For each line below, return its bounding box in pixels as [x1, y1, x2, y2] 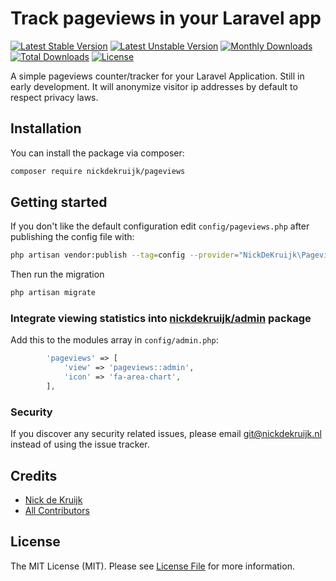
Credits [10, 467, 58, 484]
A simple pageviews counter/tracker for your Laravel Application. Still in [10, 70, 305, 82]
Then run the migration [10, 268, 105, 281]
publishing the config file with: [10, 231, 135, 243]
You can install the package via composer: [10, 147, 185, 159]
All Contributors [24, 505, 90, 517]
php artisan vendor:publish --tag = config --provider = [10, 250, 240, 261]
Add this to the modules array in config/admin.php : [10, 334, 219, 346]
